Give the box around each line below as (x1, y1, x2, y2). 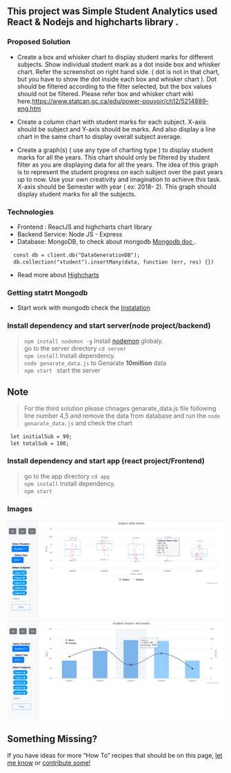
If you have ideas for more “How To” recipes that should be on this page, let (7, 752, 223, 760)
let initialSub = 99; (10, 434, 72, 440)
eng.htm (17, 104, 41, 113)
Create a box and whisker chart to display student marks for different (17, 53, 214, 61)
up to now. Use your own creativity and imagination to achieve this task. (17, 175, 222, 183)
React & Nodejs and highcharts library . (7, 17, 179, 28)
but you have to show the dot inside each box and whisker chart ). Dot (17, 75, 217, 83)
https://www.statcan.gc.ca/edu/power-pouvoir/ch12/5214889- (32, 97, 209, 105)
